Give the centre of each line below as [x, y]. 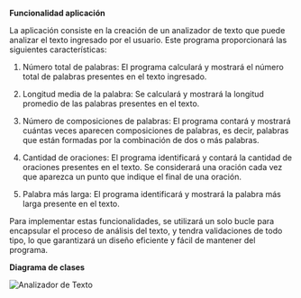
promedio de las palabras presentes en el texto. [111, 104]
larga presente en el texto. [71, 203]
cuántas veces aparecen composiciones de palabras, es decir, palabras [155, 131]
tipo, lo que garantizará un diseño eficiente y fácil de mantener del [132, 240]
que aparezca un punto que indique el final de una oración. [132, 176]
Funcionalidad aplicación [57, 13]
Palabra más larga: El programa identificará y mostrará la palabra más [151, 194]
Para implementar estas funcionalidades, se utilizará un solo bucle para [142, 221]
